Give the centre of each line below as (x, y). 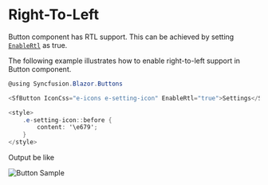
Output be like (31, 158)
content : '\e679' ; (67, 128)
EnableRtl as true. (38, 45)
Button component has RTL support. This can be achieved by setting (121, 37)
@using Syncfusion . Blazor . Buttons (66, 84)
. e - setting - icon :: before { (67, 120)
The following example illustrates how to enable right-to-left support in (124, 61)
